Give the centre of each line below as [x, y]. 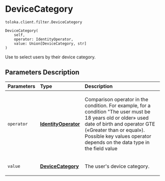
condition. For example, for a [118, 105]
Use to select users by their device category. [50, 57]
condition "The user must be [118, 111]
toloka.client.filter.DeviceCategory [44, 22]
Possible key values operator [118, 136]
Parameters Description [42, 72]
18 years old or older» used [117, 118]
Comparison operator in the [117, 99]
